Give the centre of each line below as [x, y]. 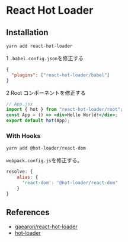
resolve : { [20, 172]
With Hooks [23, 136]
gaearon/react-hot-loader [46, 227]
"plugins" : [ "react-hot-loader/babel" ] [61, 75]
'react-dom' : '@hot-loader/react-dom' [70, 182]
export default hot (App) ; [38, 121]
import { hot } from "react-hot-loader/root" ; [65, 110]
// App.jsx [20, 104]
